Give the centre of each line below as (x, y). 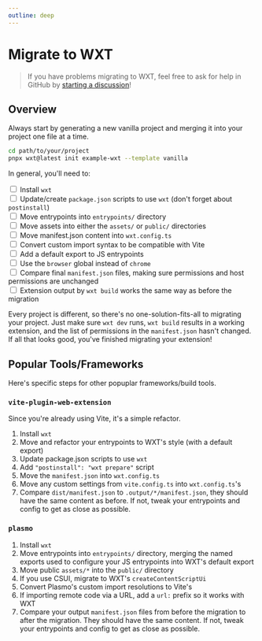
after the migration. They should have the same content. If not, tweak (131, 620)
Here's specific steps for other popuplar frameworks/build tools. (112, 383)
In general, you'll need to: (49, 173)
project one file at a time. (48, 137)
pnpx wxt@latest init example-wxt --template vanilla (98, 158)
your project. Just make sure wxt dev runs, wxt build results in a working (127, 323)
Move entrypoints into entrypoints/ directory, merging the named (126, 553)
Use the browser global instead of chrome (85, 264)
